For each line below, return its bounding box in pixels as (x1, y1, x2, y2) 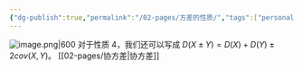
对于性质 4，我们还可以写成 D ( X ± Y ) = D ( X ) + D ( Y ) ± (77, 39, 275, 49)
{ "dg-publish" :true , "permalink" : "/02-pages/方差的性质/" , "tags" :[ (9, 13, 258, 22)
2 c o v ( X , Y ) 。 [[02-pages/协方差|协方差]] (9, 50, 160, 61)
